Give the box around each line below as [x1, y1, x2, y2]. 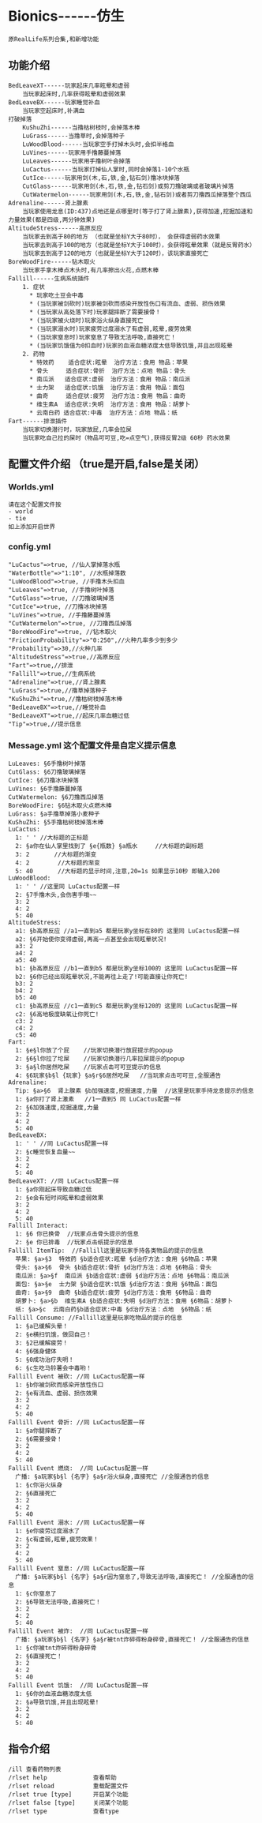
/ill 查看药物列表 [8, 1765, 62, 1773]
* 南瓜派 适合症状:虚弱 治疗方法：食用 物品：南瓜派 [28, 375, 191, 383]
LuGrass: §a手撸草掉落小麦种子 [8, 810, 100, 818]
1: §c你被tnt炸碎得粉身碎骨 [15, 1644, 97, 1652]
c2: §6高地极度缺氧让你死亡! [15, 1011, 99, 1018]
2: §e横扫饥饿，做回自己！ [15, 1331, 92, 1339]
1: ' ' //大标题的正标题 [15, 834, 88, 842]
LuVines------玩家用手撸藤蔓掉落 [22, 148, 122, 156]
